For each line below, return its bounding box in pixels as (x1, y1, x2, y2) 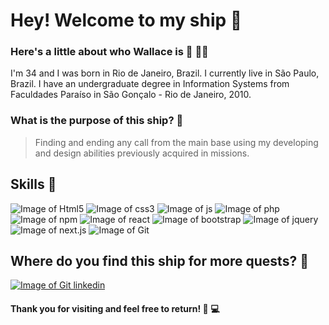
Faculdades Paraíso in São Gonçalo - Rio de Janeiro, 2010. (10, 89, 252, 101)
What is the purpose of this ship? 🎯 (10, 114, 184, 128)
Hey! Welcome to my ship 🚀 (10, 9, 243, 32)
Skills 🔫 (10, 176, 57, 193)
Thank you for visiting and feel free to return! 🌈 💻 (10, 303, 220, 314)
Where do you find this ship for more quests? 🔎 (10, 252, 309, 269)
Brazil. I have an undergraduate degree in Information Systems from (10, 78, 290, 90)
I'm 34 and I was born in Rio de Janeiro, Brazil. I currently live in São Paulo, (10, 67, 320, 79)
